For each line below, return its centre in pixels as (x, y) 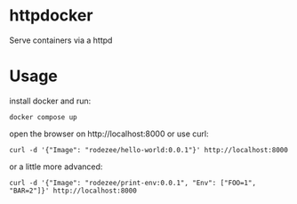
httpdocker (51, 16)
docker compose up (43, 117)
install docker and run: (50, 101)
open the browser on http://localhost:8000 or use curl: (109, 134)
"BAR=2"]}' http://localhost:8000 (73, 191)
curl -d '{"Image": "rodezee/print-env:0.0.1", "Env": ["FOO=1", (132, 183)
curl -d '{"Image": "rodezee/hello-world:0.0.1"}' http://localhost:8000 (149, 150)
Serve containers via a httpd (61, 40)
